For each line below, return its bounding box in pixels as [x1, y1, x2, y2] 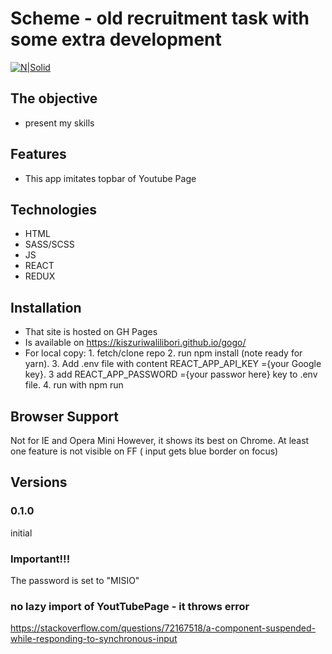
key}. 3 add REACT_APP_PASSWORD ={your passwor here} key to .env [24, 368, 318, 381]
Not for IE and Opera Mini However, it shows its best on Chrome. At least [10, 435, 310, 446]
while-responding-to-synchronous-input [10, 633, 178, 645]
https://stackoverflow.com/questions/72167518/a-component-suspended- [10, 622, 317, 634]
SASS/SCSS [24, 238, 75, 251]
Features [10, 146, 67, 163]
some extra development [10, 28, 222, 51]
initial [10, 527, 33, 539]
